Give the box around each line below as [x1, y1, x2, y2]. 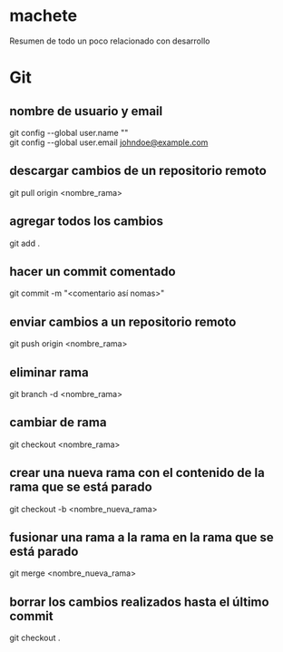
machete [9, 5, 78, 26]
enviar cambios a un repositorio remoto [9, 314, 237, 329]
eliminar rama [9, 365, 89, 380]
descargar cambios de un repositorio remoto [9, 163, 268, 179]
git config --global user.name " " [9, 127, 129, 138]
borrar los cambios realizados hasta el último [9, 594, 269, 609]
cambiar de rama [9, 414, 107, 431]
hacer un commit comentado [9, 264, 176, 279]
